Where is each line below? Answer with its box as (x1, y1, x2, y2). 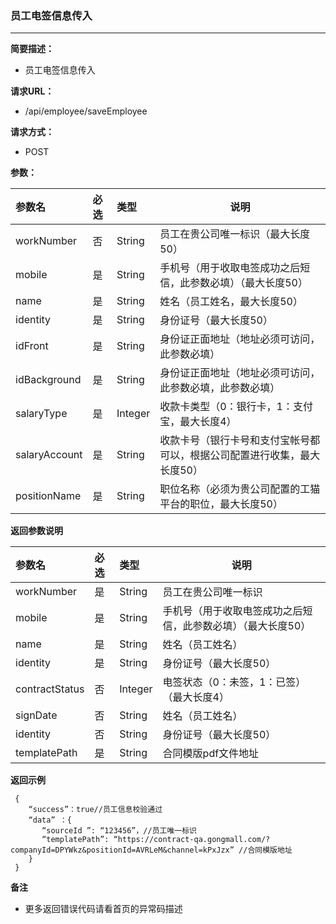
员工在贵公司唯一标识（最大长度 (159, 227, 311, 241)
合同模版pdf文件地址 (162, 747, 260, 761)
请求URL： (10, 85, 55, 97)
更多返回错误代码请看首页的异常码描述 (24, 903, 183, 915)
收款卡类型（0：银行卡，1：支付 (159, 400, 313, 414)
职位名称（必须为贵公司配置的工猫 (159, 482, 321, 496)
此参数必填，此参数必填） (159, 381, 281, 395)
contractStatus (15, 682, 85, 696)
